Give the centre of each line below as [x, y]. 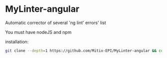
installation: [17, 42]
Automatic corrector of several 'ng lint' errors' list [56, 23]
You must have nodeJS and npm [39, 32]
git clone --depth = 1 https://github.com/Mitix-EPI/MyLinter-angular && [81, 51]
